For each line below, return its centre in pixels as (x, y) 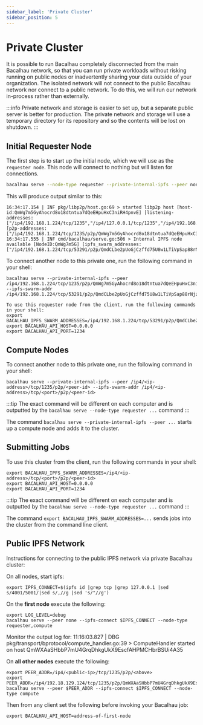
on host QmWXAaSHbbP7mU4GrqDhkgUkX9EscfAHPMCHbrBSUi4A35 (95, 649)
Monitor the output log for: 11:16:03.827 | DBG (63, 637)
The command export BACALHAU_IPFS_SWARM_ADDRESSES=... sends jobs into (99, 518)
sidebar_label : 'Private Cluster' (50, 12)
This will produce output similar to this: (54, 197)
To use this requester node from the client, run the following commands (101, 305)
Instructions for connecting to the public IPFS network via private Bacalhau (99, 558)
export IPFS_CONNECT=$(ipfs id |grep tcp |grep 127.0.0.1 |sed (88, 587)
